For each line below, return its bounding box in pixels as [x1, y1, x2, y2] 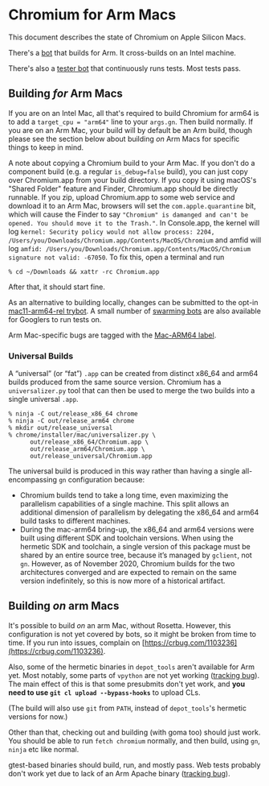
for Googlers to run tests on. [8, 314, 102, 324]
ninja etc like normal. [8, 744, 79, 754]
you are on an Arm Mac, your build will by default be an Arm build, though [8, 125, 253, 134]
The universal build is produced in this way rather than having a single [8, 466, 240, 476]
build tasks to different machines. [19, 516, 131, 526]
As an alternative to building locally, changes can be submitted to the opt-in [8, 297, 259, 307]
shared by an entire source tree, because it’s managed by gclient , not [19, 550, 253, 561]
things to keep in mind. [8, 143, 84, 152]
